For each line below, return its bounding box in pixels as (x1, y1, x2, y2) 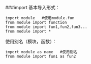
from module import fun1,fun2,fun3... (5, 24, 87, 29)
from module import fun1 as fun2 (5, 54, 76, 59)
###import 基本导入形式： (5, 5, 60, 10)
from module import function (5, 20, 67, 25)
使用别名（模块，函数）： (5, 39, 57, 44)
